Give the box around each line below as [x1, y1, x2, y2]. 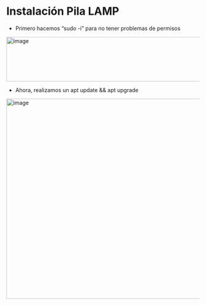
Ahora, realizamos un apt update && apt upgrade [15, 86, 139, 93]
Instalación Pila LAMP [6, 4, 120, 18]
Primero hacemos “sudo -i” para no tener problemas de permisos [15, 25, 181, 32]
